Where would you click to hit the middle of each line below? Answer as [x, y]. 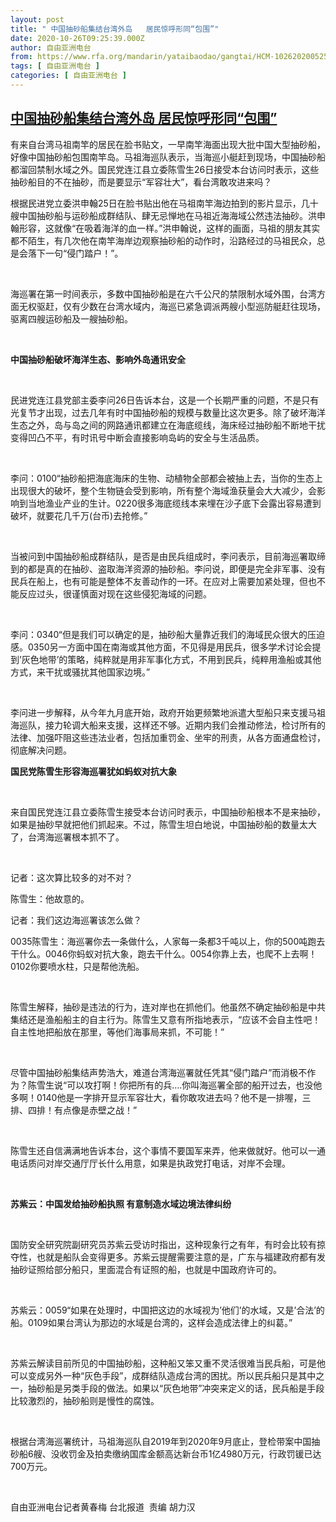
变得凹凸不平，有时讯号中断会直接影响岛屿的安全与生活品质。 [137, 437]
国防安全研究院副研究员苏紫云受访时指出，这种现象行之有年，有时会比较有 [163, 1244]
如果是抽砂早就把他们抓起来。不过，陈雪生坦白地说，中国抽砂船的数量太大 [163, 824]
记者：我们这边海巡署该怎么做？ [76, 920]
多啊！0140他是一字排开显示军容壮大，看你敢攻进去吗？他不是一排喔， [156, 1097]
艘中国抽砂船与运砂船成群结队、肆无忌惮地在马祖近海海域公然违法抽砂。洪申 [168, 215]
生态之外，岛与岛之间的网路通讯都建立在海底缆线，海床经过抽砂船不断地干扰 [168, 425]
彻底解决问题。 [41, 750]
